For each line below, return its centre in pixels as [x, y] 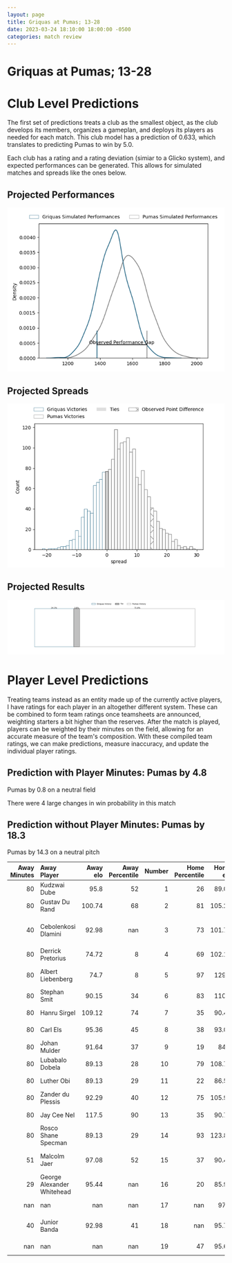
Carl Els [51, 1030]
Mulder [50, 1051]
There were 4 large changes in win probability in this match [91, 803]
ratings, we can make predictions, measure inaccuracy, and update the [108, 743]
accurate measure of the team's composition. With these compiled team [110, 736]
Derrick [51, 950]
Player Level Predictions [78, 680]
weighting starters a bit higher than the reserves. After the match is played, [114, 722]
